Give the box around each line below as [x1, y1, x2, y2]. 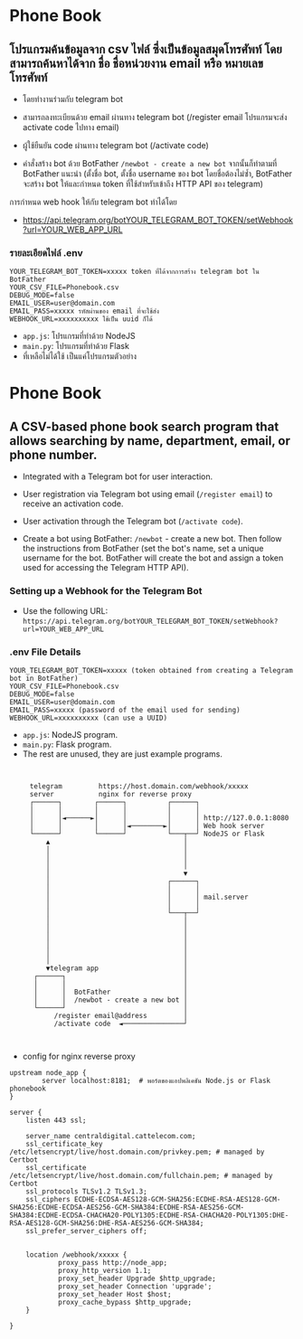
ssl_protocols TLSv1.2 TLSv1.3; [25, 1186, 147, 1196]
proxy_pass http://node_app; [57, 1258, 168, 1267]
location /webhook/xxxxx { [25, 1249, 128, 1259]
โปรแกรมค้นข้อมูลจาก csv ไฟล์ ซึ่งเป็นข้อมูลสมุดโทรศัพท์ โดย [9, 42, 282, 57]
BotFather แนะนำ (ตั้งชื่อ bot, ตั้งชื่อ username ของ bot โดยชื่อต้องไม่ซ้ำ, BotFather [22, 168, 292, 179]
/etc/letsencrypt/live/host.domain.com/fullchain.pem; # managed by [9, 1171, 273, 1180]
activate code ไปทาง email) [22, 122, 119, 132]
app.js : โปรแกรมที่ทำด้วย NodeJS [22, 331, 136, 342]
